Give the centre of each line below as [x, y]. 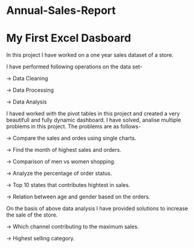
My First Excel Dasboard [69, 38]
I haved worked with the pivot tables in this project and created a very [93, 114]
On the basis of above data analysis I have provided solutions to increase [97, 209]
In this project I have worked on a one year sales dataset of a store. [90, 55]
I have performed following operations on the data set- [74, 67]
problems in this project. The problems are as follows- [73, 126]
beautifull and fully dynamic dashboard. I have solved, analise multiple [94, 120]
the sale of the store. [32, 215]
